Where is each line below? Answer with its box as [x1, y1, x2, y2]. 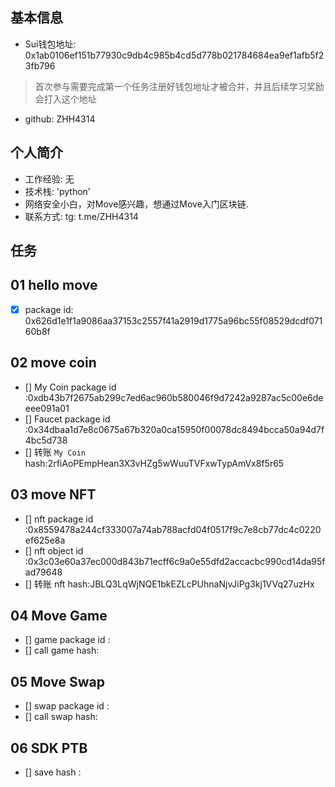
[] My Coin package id [24, 381, 117, 393]
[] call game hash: [24, 644, 100, 657]
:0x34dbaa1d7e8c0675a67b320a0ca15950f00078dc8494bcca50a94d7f [24, 423, 325, 435]
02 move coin [10, 354, 97, 372]
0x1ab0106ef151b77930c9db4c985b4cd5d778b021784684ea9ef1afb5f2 [24, 49, 325, 61]
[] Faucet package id [24, 413, 111, 425]
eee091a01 [24, 402, 70, 414]
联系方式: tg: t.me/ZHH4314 [24, 210, 139, 222]
